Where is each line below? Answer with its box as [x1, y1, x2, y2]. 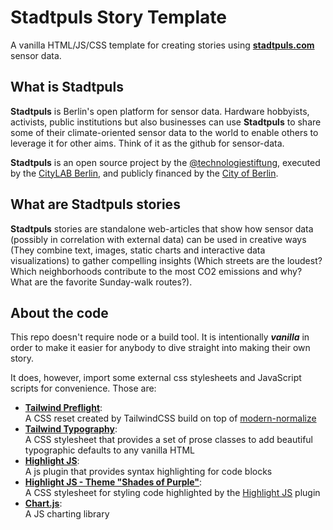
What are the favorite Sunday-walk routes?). [10, 276, 193, 288]
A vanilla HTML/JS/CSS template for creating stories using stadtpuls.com [10, 39, 315, 51]
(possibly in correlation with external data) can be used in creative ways [10, 233, 307, 245]
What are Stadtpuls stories [10, 196, 181, 213]
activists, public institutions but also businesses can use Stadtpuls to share [10, 116, 322, 128]
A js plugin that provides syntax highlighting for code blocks [24, 466, 273, 478]
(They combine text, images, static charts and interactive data [10, 244, 266, 256]
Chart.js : [24, 497, 63, 510]
